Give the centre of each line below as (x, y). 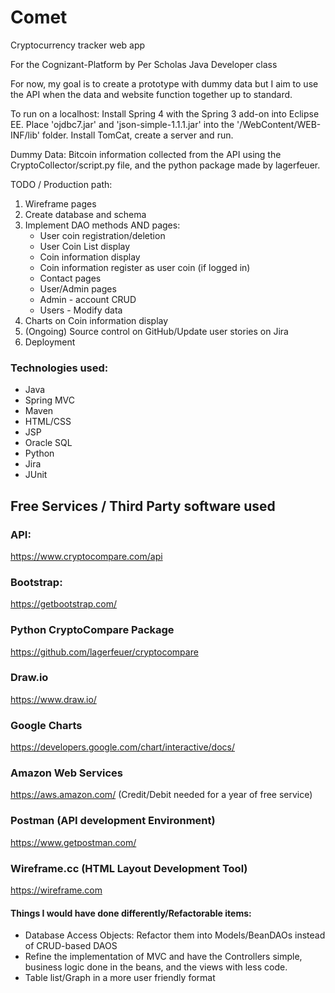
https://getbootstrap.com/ (64, 604)
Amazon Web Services (67, 773)
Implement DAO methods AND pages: (102, 225)
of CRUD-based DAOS (71, 946)
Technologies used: (59, 368)
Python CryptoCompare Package (92, 630)
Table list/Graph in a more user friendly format (120, 978)
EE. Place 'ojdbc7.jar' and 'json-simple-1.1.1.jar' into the (122, 124)
